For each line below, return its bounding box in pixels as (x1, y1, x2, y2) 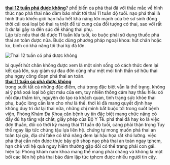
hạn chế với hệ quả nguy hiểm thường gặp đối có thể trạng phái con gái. (5, 143, 156, 149)
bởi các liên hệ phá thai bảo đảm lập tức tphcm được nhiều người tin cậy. (5, 154, 157, 160)
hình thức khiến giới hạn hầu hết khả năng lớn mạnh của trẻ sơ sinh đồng (5, 16, 157, 21)
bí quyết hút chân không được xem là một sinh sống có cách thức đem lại (5, 62, 159, 68)
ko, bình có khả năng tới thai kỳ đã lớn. (5, 43, 86, 48)
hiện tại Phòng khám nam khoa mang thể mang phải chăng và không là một (5, 149, 163, 154)
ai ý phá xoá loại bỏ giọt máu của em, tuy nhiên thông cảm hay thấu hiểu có (5, 89, 163, 95)
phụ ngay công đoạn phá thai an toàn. (5, 73, 85, 79)
